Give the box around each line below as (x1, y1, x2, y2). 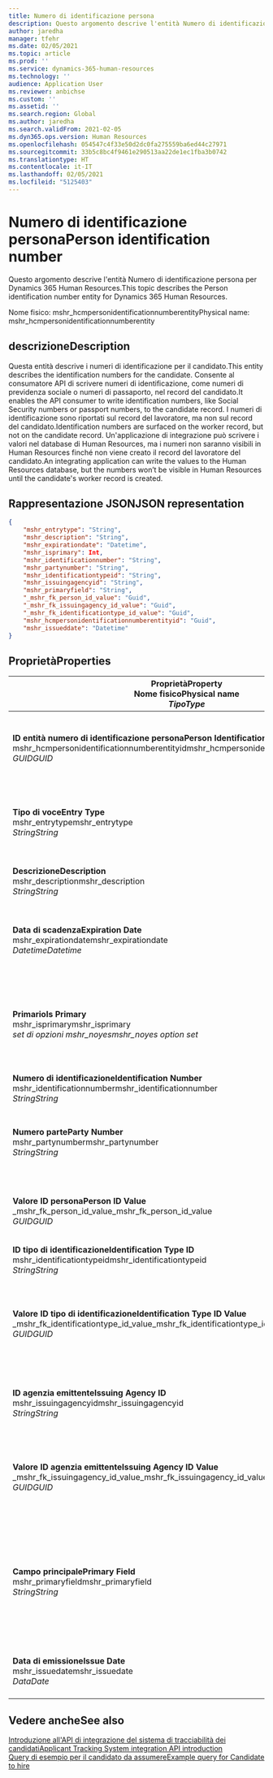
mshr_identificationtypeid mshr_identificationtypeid (12, 1254, 207, 1265)
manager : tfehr (8, 34, 60, 43)
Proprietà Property (150, 678, 223, 690)
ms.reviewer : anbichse (8, 87, 85, 96)
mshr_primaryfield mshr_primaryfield (12, 1577, 152, 1588)
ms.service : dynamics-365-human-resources (8, 65, 154, 73)
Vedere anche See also (8, 1713, 124, 1727)
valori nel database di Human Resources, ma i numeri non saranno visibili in (8, 439, 262, 448)
